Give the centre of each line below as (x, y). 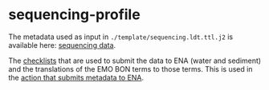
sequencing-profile (74, 15)
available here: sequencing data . (62, 45)
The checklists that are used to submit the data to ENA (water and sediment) (135, 61)
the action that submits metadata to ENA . (76, 77)
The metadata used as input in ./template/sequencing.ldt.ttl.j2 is (121, 37)
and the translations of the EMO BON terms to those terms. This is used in (130, 68)
